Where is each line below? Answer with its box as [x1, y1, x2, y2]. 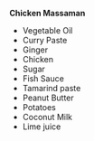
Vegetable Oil [22, 25, 73, 35]
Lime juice [22, 121, 61, 132]
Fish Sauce [22, 73, 65, 84]
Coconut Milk [22, 112, 72, 122]
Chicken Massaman [9, 8, 86, 18]
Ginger [22, 44, 48, 55]
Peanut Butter [22, 92, 74, 103]
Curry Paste [22, 35, 68, 45]
